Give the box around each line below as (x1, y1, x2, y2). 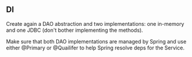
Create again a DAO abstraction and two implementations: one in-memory (6, 20, 184, 27)
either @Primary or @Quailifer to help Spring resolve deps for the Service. (6, 44, 185, 51)
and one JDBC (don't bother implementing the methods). (6, 26, 143, 33)
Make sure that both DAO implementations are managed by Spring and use (6, 38, 187, 45)
